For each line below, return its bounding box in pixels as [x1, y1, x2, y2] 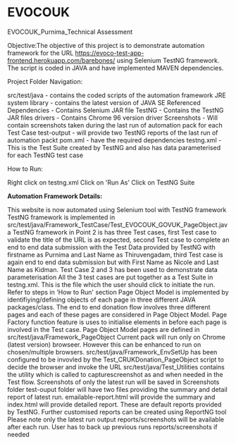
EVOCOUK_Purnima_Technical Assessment [7, 27, 133, 36]
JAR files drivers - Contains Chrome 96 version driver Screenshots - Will [7, 113, 218, 122]
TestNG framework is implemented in [7, 213, 116, 221]
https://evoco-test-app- [75, 49, 144, 57]
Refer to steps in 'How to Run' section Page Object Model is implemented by [7, 288, 229, 296]
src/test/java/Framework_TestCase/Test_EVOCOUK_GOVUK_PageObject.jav [7, 220, 228, 229]
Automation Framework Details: [7, 192, 103, 200]
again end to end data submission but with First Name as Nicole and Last [7, 258, 220, 266]
